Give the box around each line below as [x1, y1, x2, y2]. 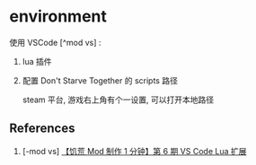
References [9, 121, 75, 136]
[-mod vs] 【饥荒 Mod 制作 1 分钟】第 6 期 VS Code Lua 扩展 [22, 145, 247, 156]
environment [9, 6, 108, 27]
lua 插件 [22, 56, 52, 66]
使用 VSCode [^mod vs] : [9, 37, 102, 48]
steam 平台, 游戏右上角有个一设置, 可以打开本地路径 [22, 94, 214, 105]
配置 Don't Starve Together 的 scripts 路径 [22, 74, 178, 86]
